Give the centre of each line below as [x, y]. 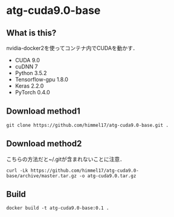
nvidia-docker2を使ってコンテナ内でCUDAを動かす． [72, 48]
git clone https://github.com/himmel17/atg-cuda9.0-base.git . [88, 125]
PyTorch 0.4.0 [32, 92]
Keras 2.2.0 [29, 86]
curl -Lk [17, 170]
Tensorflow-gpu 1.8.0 [41, 79]
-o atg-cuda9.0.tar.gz [108, 176]
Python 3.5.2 [31, 73]
